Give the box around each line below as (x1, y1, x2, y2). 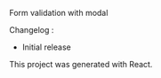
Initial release (21, 42, 71, 52)
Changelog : (9, 25, 54, 35)
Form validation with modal (9, 8, 109, 18)
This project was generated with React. (9, 59, 153, 69)
